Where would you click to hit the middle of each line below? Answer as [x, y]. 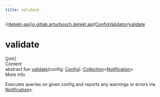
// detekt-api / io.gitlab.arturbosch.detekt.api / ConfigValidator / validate [75, 24]
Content [14, 64]
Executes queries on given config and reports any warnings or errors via [80, 84]
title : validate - [24, 10]
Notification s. [19, 89]
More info [15, 74]
